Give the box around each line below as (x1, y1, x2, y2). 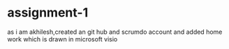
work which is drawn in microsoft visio (7, 35, 118, 43)
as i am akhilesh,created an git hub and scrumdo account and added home (7, 28, 223, 36)
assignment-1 (7, 5, 89, 21)
